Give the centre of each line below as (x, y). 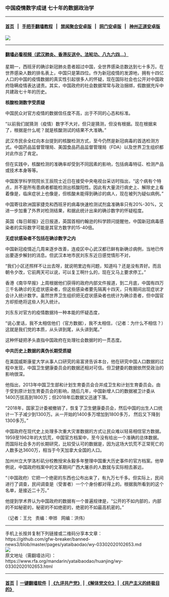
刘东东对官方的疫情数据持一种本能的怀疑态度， (54, 312)
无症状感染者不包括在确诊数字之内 (40, 238)
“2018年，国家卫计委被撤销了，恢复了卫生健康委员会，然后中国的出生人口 (82, 408)
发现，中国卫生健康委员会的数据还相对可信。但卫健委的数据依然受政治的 (89, 368)
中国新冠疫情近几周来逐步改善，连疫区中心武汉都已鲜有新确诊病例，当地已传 (84, 249)
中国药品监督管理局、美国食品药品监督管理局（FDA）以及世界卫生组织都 (89, 147)
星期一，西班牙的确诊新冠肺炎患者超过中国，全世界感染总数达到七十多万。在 (84, 66)
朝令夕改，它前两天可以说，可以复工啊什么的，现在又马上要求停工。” (76, 272)
